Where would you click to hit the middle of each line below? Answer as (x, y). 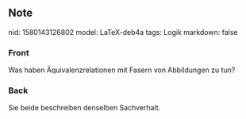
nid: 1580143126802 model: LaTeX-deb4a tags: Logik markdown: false (123, 32)
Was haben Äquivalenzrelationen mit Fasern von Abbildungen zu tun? (122, 70)
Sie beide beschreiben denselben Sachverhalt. (85, 108)
